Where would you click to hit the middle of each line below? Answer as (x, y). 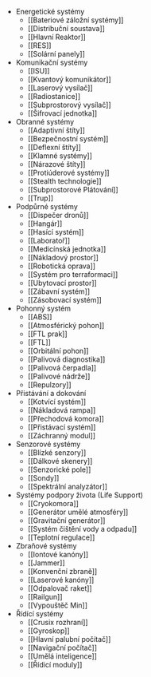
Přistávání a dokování (51, 393)
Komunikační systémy (52, 62)
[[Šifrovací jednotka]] (62, 113)
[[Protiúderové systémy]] (68, 172)
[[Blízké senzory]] (57, 453)
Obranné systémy (45, 122)
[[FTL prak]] (47, 334)
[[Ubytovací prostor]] (62, 283)
